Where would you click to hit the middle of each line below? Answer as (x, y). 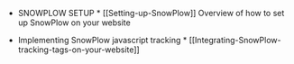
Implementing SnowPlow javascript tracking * (102, 40)
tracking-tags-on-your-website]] (78, 50)
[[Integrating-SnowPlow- (235, 40)
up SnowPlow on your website (74, 23)
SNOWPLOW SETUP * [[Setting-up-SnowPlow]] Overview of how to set (151, 13)
